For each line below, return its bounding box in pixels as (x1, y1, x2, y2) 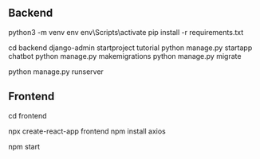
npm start (8, 142, 41, 151)
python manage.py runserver (8, 67, 104, 76)
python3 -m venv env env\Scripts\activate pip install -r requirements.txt (8, 27, 244, 37)
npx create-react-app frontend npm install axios (8, 126, 166, 136)
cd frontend (8, 111, 47, 120)
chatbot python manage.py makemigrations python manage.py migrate (8, 51, 242, 60)
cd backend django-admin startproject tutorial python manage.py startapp (8, 43, 253, 52)
